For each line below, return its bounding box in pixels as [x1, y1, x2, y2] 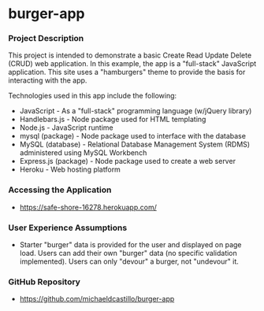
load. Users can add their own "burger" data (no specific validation [19, 249, 238, 258]
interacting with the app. [8, 76, 87, 85]
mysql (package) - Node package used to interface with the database [19, 131, 247, 141]
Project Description [8, 33, 84, 44]
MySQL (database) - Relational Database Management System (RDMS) [19, 139, 251, 150]
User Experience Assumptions [8, 222, 128, 233]
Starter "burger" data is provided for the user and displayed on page [19, 240, 242, 250]
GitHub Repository [8, 276, 81, 287]
